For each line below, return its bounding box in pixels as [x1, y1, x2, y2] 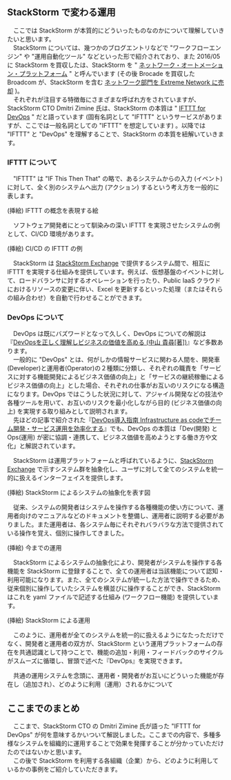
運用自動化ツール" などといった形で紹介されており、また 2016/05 [34, 52, 221, 60]
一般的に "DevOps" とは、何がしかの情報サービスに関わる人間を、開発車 [12, 355, 221, 364]
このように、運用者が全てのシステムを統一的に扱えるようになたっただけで [12, 631, 224, 639]
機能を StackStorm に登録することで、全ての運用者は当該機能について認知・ [7, 567, 225, 576]
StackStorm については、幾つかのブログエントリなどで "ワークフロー [12, 44, 210, 52]
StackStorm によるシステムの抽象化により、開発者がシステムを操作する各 [12, 558, 223, 567]
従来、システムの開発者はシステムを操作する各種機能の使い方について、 [12, 503, 219, 511]
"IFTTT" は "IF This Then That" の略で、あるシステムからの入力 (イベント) [12, 175, 223, 183]
